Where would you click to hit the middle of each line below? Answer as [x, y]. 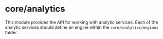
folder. [11, 32]
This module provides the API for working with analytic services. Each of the [81, 22]
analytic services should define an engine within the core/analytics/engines [82, 27]
